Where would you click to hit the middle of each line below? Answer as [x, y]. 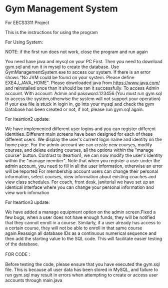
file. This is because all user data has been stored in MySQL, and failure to [82, 269]
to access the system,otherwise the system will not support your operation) [83, 99]
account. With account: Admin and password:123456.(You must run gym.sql [83, 93]
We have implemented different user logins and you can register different [80, 129]
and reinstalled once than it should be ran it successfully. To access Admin [82, 88]
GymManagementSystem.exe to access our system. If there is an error [78, 72]
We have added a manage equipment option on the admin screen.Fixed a [80, 212]
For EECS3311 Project [27, 23]
